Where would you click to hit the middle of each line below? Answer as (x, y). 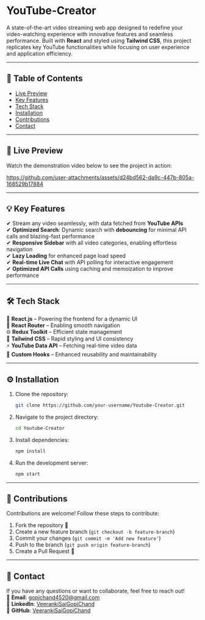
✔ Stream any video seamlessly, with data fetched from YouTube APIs (95, 223)
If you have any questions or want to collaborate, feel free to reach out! (95, 591)
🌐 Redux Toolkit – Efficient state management (64, 332)
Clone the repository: (42, 394)
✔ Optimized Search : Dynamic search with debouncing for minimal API (97, 230)
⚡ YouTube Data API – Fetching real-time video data (72, 345)
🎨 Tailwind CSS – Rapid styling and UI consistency (70, 339)
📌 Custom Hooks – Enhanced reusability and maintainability (82, 355)
